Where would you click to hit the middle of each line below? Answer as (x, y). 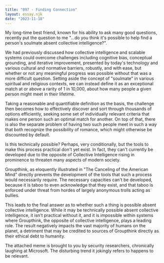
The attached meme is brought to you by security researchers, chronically (80, 246)
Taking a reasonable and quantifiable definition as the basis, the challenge (80, 104)
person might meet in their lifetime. (40, 94)
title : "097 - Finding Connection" (41, 10)
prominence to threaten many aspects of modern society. (63, 160)
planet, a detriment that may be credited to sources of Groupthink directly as (82, 231)
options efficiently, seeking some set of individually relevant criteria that (77, 114)
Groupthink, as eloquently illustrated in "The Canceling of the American (77, 169)
